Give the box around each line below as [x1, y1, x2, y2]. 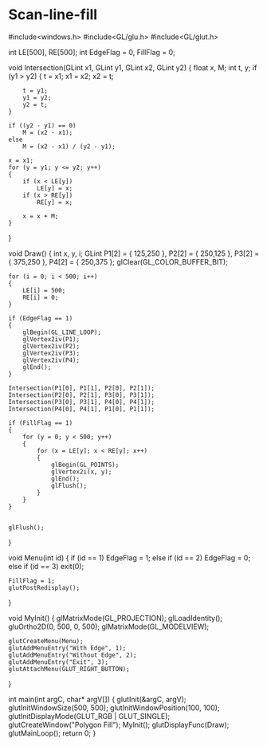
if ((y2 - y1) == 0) [8, 121, 77, 129]
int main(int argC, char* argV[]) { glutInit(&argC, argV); [8, 694, 187, 704]
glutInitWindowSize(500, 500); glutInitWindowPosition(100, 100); [8, 703, 221, 713]
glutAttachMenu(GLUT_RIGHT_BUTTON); [8, 665, 130, 673]
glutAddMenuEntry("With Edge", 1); [8, 644, 127, 652]
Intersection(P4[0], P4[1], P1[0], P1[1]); [8, 405, 155, 413]
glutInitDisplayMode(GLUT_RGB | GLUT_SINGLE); [8, 711, 170, 720]
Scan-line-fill [8, 6, 98, 24]
